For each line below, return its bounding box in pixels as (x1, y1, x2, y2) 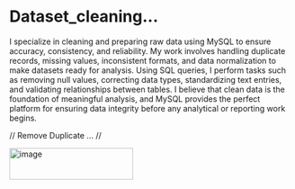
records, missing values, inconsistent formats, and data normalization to (9, 55, 277, 66)
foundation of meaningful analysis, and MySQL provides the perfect (9, 93, 261, 104)
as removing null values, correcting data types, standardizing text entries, (9, 74, 282, 85)
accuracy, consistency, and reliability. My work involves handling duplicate (9, 45, 286, 56)
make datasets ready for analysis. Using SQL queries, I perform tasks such (9, 65, 286, 76)
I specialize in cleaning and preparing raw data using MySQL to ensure (9, 36, 272, 47)
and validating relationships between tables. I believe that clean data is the (9, 84, 285, 94)
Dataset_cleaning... (9, 6, 159, 27)
